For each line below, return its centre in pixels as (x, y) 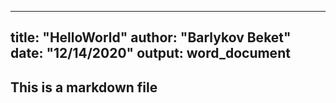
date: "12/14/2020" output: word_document (150, 53)
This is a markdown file (84, 87)
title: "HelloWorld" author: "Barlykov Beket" (151, 37)
